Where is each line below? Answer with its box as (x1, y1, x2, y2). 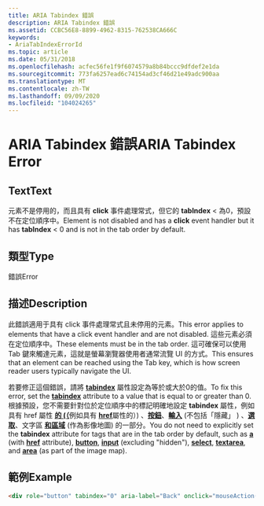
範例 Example (8, 471, 72, 484)
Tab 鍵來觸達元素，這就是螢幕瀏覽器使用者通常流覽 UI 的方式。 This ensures (8, 349, 254, 358)
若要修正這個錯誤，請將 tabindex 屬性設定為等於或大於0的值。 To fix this (8, 382, 243, 392)
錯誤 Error (8, 271, 38, 281)
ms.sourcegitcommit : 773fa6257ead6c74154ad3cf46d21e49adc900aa (8, 70, 220, 78)
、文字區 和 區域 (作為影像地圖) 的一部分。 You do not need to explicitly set (15, 420, 254, 430)
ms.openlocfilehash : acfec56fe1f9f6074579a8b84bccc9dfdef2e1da (8, 63, 220, 71)
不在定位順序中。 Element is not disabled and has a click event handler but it (8, 216, 255, 225)
